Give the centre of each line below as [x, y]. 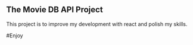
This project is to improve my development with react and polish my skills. [97, 24]
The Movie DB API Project [55, 10]
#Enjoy [15, 36]
